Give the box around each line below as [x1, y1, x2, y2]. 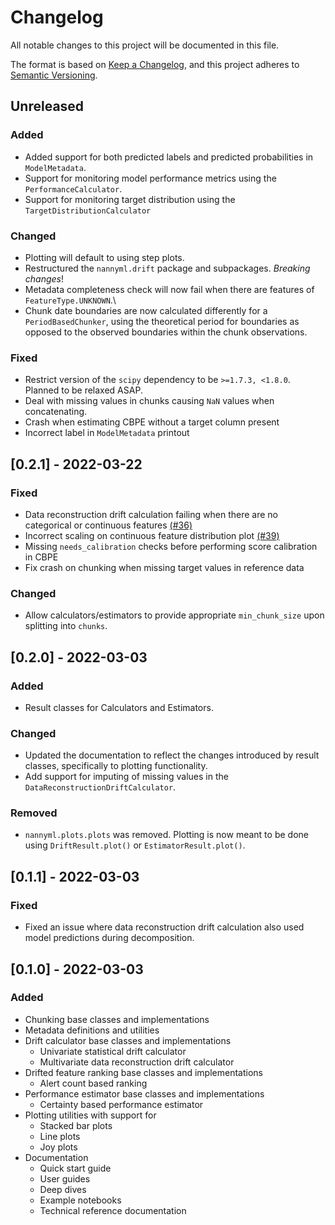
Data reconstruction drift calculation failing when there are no [24, 508, 278, 520]
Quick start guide [39, 1162, 112, 1174]
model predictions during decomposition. [24, 932, 195, 944]
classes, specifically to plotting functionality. [24, 760, 208, 772]
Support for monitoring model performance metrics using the [24, 172, 277, 184]
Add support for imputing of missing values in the [24, 771, 229, 783]
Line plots [39, 1130, 81, 1142]
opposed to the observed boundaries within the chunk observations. [24, 326, 308, 338]
